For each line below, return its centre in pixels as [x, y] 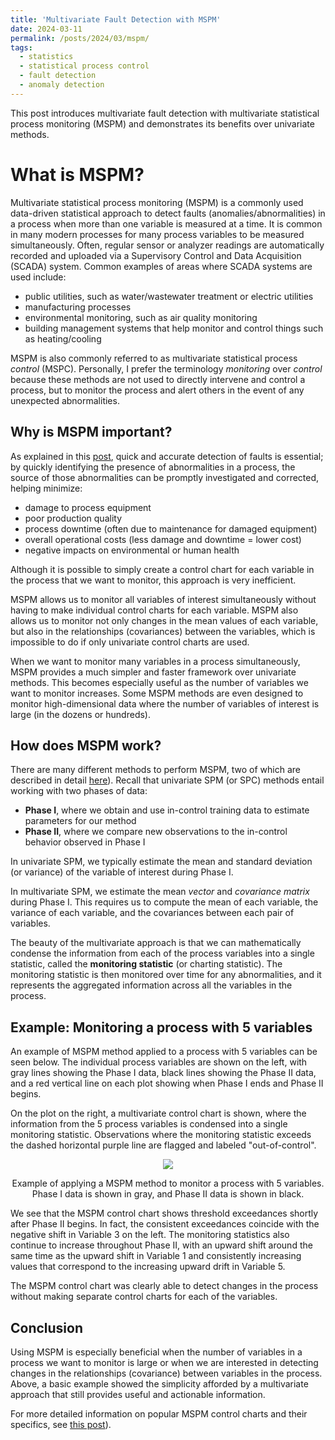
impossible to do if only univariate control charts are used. [130, 642]
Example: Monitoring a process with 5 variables [161, 1027]
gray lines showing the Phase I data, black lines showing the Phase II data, [163, 1073]
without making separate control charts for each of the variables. [144, 1297]
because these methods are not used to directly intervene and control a [158, 379]
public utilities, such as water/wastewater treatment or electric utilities [169, 296]
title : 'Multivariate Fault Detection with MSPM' [116, 19]
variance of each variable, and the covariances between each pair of [152, 913]
